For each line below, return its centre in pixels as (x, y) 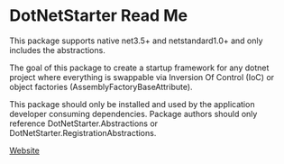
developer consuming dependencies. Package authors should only (133, 114)
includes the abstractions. (57, 50)
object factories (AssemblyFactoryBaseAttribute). (101, 87)
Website (25, 150)
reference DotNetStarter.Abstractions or (84, 123)
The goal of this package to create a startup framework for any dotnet (139, 68)
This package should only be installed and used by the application (132, 104)
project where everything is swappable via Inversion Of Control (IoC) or (142, 77)
